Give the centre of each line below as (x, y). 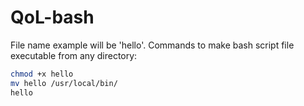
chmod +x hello (42, 74)
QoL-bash (52, 17)
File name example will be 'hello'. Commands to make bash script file (152, 45)
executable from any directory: (74, 55)
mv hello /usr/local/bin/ (64, 83)
